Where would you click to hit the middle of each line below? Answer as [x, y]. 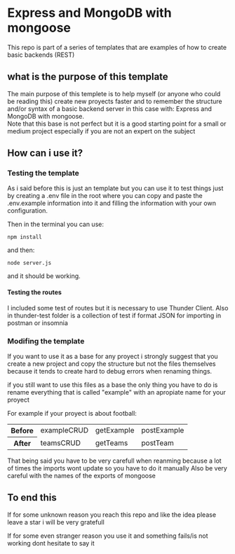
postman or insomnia [38, 323]
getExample [115, 430]
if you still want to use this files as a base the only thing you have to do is [113, 385]
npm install [25, 237]
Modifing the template [46, 341]
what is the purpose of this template [88, 77]
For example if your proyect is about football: [72, 413]
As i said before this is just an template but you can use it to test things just [115, 188]
